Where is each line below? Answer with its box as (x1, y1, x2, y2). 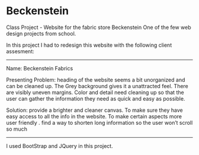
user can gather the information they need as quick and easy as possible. (6, 95, 185, 102)
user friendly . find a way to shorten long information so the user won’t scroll (6, 119, 193, 126)
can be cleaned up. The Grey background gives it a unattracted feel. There (6, 82, 188, 89)
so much (6, 125, 28, 133)
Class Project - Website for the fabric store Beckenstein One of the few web (6, 24, 191, 31)
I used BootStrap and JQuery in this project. (6, 142, 114, 149)
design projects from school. (6, 30, 76, 37)
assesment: (6, 47, 34, 54)
